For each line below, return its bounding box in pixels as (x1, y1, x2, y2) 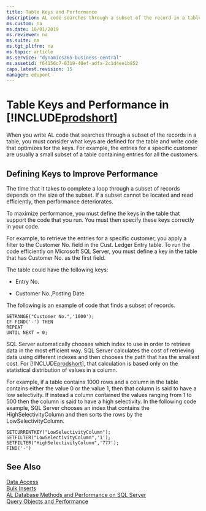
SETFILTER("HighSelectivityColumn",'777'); (6, 440, 120, 446)
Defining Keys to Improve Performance (6, 168, 158, 179)
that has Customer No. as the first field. (6, 254, 106, 261)
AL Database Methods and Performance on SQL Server (6, 491, 147, 498)
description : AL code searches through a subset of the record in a (6, 15, 185, 21)
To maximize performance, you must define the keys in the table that (6, 210, 180, 217)
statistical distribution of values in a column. (6, 366, 118, 374)
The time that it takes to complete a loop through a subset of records (6, 185, 180, 192)
